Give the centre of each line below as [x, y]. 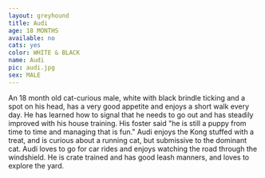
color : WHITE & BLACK [44, 53]
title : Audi [28, 23]
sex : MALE [25, 75]
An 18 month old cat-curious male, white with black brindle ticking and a [127, 97]
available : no [32, 38]
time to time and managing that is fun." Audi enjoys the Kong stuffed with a [131, 132]
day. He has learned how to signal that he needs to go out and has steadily [131, 115]
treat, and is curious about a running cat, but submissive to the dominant [128, 140]
